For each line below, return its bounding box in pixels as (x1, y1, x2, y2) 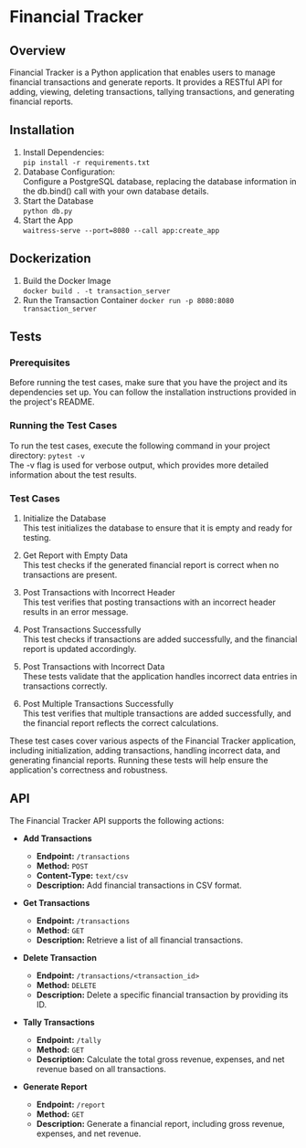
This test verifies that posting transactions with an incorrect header (22, 596, 276, 607)
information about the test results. (9, 469, 137, 480)
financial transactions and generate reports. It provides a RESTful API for (9, 77, 283, 88)
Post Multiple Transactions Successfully (22, 698, 174, 709)
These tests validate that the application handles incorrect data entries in (22, 670, 298, 681)
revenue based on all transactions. (36, 1063, 167, 1074)
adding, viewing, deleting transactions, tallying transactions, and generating (9, 87, 295, 97)
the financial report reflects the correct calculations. (22, 717, 219, 728)
